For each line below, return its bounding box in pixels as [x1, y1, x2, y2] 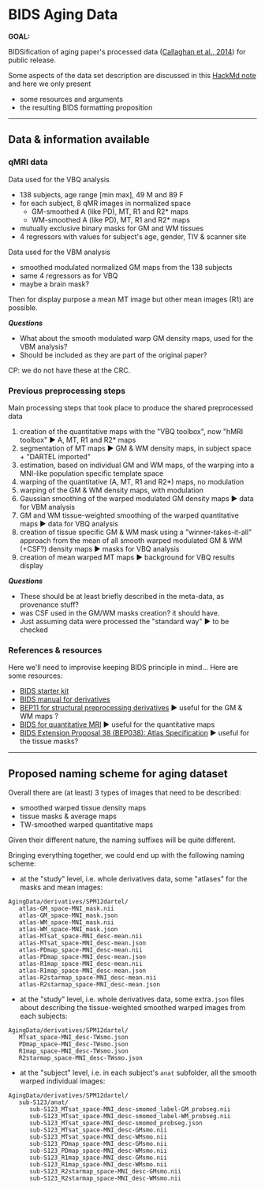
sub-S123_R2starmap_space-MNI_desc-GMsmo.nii [28, 1168, 181, 1176]
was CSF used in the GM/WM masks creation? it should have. [19, 608, 220, 617]
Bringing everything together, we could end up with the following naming [8, 851, 244, 860]
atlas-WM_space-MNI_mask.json [18, 926, 118, 934]
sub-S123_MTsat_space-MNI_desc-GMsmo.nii [28, 1126, 168, 1134]
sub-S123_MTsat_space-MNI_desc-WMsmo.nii [28, 1133, 168, 1141]
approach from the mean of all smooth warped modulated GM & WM [19, 535, 243, 545]
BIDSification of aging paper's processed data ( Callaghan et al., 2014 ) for [8, 47, 246, 56]
